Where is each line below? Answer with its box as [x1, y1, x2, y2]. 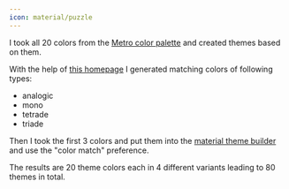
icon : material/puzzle [9, 12, 93, 22]
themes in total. [9, 171, 66, 182]
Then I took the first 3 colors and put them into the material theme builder [9, 135, 277, 146]
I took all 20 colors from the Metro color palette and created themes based [9, 37, 281, 48]
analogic [21, 90, 54, 101]
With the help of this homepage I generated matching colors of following [9, 64, 273, 74]
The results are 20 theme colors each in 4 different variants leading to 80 [9, 162, 276, 172]
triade [21, 118, 44, 129]
